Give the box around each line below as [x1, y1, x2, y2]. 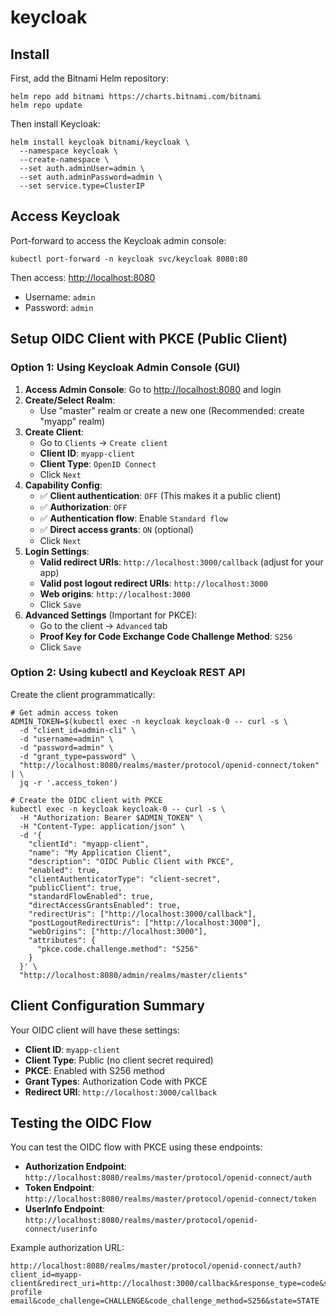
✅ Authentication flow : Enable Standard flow [39, 512, 228, 524]
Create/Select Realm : [24, 394, 116, 406]
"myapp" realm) [39, 415, 106, 427]
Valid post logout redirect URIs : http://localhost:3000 [39, 577, 268, 589]
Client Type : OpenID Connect [39, 457, 157, 470]
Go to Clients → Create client [39, 436, 168, 448]
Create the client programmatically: [10, 688, 156, 700]
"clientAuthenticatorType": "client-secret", [28, 874, 222, 884]
